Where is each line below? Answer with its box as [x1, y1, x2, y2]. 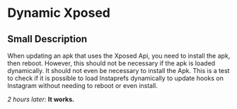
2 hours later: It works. [7, 95, 75, 103]
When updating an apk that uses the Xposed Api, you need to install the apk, [7, 51, 231, 60]
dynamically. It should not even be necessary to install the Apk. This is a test [7, 67, 230, 75]
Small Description [7, 33, 88, 45]
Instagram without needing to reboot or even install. [7, 82, 158, 89]
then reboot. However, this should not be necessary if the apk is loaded [7, 59, 216, 68]
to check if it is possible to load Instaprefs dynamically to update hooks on [7, 74, 224, 82]
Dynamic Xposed [7, 5, 111, 21]
